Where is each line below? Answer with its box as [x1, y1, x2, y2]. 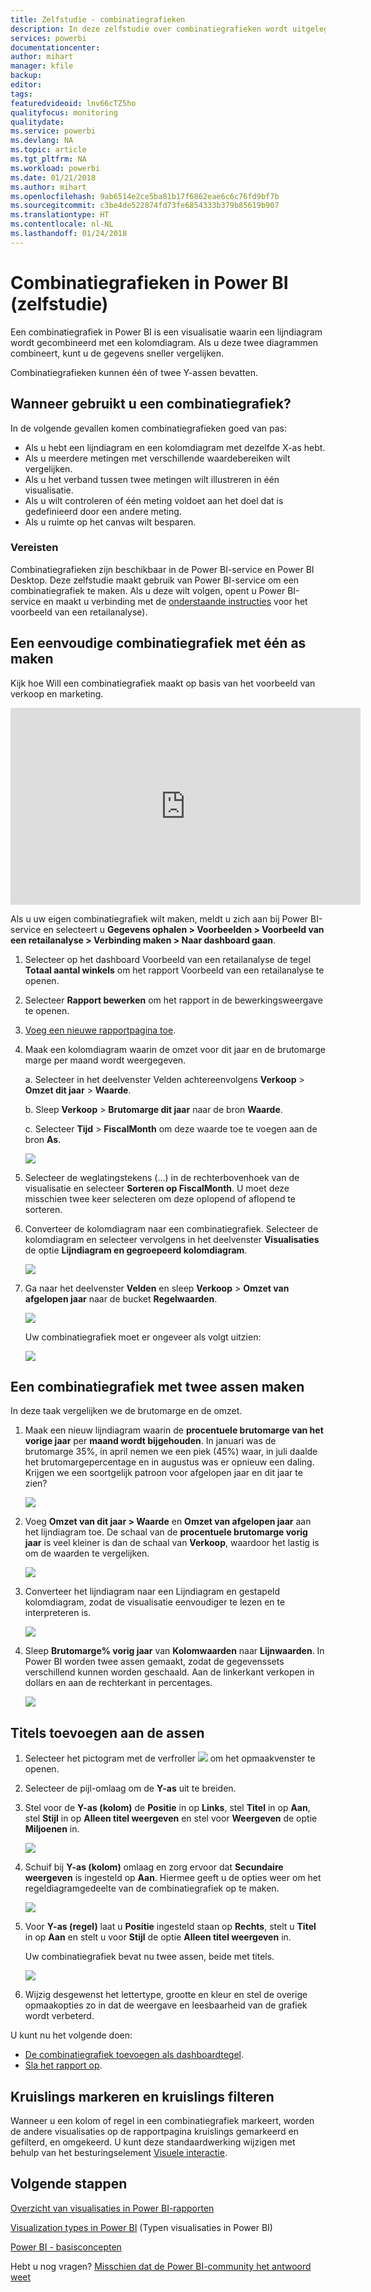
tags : [10, 89, 33, 99]
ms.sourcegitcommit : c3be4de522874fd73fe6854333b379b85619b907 [10, 201, 280, 211]
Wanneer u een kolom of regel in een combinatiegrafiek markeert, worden [10, 2115, 315, 2127]
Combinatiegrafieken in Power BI [10, 271, 289, 294]
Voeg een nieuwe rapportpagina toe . [24, 1024, 177, 1036]
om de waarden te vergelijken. [24, 1547, 150, 1560]
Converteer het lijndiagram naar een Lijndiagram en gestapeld [24, 1586, 281, 1598]
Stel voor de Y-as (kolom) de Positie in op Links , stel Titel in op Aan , [24, 1802, 311, 1814]
